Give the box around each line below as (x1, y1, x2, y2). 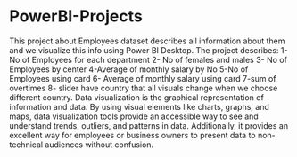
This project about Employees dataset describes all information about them (9, 35, 285, 46)
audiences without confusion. (44, 139, 154, 150)
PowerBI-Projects (9, 6, 143, 27)
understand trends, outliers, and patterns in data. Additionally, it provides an (9, 120, 288, 130)
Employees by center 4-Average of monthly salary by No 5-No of (9, 64, 249, 75)
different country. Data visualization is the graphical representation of (9, 91, 265, 103)
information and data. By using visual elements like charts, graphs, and (9, 101, 270, 112)
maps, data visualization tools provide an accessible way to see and (9, 111, 259, 122)
